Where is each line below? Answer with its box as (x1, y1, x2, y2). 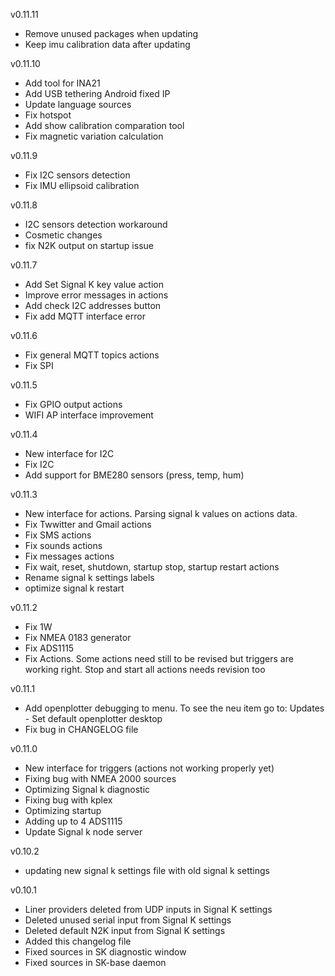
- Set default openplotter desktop (24, 713, 163, 724)
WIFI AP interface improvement (24, 409, 154, 421)
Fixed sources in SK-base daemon (24, 957, 167, 968)
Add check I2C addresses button (24, 300, 162, 311)
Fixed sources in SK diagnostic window (24, 946, 187, 958)
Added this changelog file (24, 935, 132, 947)
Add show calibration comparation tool (24, 120, 185, 131)
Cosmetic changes (24, 229, 103, 241)
